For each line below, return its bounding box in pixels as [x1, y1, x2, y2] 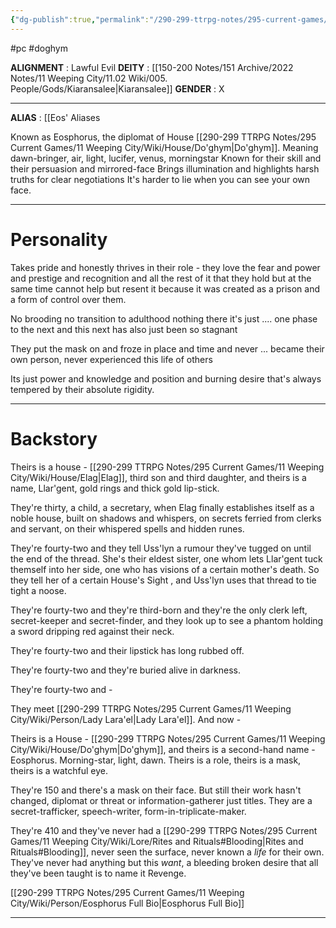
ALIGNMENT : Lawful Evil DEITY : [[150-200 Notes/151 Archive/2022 [10, 61, 294, 73]
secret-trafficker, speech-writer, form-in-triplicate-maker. [10, 805, 247, 817]
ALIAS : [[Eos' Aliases [10, 111, 101, 123]
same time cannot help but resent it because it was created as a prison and [10, 282, 320, 295]
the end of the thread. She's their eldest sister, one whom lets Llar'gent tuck [10, 552, 323, 565]
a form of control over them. [10, 293, 127, 305]
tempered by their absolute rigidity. [10, 383, 155, 395]
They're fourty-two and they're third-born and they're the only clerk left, [10, 604, 308, 616]
